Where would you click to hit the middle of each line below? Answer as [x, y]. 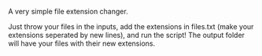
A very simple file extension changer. [68, 11]
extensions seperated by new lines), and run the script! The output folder [127, 35]
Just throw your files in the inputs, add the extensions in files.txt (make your [131, 26]
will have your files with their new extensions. [82, 43]
